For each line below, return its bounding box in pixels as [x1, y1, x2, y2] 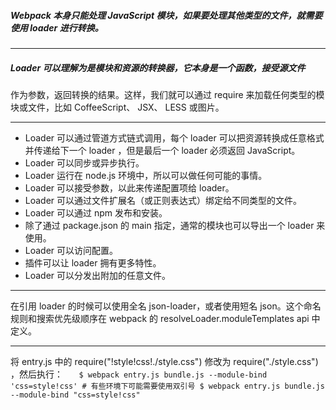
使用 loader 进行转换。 [10, 21, 104, 34]
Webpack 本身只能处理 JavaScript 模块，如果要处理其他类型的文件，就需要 [10, 9, 323, 21]
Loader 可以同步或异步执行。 [24, 156, 145, 169]
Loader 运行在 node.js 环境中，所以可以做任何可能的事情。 [24, 169, 268, 181]
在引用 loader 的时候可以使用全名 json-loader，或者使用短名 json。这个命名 [10, 300, 322, 312]
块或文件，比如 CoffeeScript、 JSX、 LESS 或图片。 [10, 101, 225, 113]
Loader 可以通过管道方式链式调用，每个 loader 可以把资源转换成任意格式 [24, 131, 325, 144]
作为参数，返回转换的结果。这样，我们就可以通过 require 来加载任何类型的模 [10, 88, 325, 100]
